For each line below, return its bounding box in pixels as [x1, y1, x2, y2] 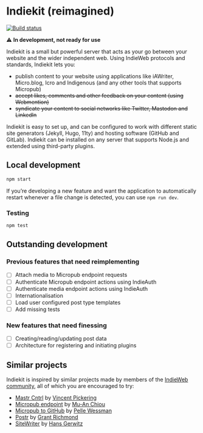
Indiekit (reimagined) [6, 4, 114, 18]
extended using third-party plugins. [6, 142, 95, 149]
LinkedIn [15, 111, 37, 118]
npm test [6, 222, 29, 228]
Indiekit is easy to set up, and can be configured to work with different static [6, 123, 198, 130]
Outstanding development [6, 239, 108, 250]
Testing [6, 208, 29, 217]
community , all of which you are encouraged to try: [6, 383, 134, 390]
